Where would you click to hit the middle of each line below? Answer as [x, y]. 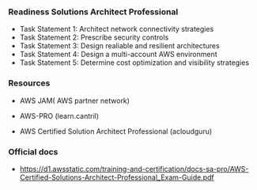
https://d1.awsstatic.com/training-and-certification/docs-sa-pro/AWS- [134, 169]
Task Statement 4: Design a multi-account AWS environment [118, 55]
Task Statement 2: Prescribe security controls [94, 37]
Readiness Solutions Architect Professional [93, 12]
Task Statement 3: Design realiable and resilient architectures [119, 46]
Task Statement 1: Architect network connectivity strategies [117, 29]
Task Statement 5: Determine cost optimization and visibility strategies [134, 63]
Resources [29, 83]
